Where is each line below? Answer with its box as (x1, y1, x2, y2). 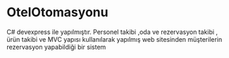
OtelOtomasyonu (6, 4, 109, 21)
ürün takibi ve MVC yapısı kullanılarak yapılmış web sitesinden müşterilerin (6, 35, 223, 43)
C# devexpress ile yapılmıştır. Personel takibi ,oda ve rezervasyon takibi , (6, 28, 218, 36)
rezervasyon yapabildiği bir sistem (6, 42, 106, 51)
